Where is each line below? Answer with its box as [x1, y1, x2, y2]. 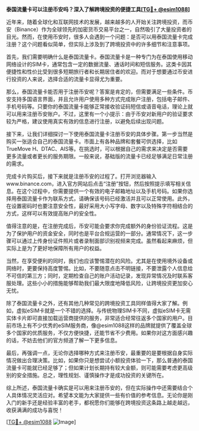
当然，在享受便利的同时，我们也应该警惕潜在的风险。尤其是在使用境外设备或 [6, 258, 193, 264]
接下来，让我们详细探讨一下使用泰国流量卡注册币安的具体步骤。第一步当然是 [6, 131, 193, 137]
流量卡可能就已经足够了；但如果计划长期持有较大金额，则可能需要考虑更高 [6, 365, 188, 371]
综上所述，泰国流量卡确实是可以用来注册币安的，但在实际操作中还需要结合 [6, 384, 188, 391]
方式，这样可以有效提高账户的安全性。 [6, 210, 99, 217]
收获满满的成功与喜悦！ [6, 407, 63, 413]
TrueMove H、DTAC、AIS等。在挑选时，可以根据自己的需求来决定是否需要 [6, 145, 188, 152]
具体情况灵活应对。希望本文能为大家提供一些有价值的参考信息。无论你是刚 [11, 392, 193, 398]
